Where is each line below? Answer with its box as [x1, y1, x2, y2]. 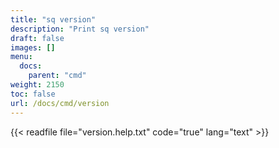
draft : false [10, 33, 65, 43]
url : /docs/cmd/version [10, 98, 110, 108]
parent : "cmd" [28, 71, 87, 81]
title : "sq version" [10, 14, 97, 25]
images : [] [10, 42, 56, 53]
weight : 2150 [10, 80, 65, 90]
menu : [10, 52, 33, 62]
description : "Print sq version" [10, 24, 150, 34]
